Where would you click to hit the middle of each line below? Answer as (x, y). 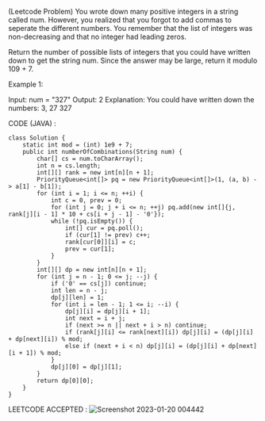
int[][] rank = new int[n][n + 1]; (96, 173)
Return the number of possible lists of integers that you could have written (130, 52)
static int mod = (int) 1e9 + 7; (78, 145)
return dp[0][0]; (65, 381)
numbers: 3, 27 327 (40, 108)
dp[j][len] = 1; (77, 297)
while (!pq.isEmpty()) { (92, 221)
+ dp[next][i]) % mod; (46, 339)
